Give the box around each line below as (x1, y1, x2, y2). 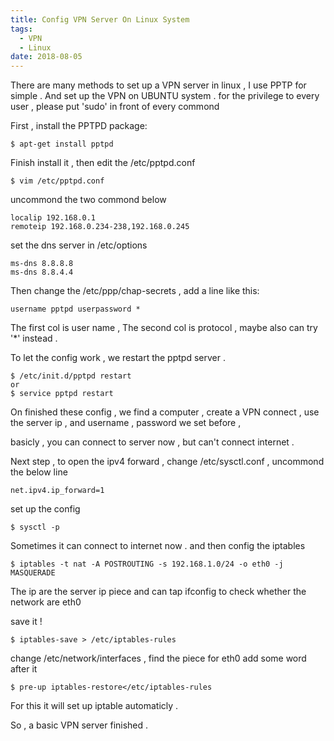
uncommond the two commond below (10, 194, 167, 206)
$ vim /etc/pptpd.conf (10, 176, 105, 186)
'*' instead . (10, 332, 58, 345)
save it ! (10, 616, 43, 628)
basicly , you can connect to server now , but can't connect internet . (10, 436, 295, 448)
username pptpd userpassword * (10, 304, 141, 315)
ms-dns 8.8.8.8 (10, 259, 74, 269)
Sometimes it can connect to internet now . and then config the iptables (10, 540, 306, 552)
